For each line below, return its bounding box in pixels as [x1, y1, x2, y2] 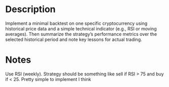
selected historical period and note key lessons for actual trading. [5, 36, 142, 42]
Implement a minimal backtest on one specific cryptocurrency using [5, 20, 148, 26]
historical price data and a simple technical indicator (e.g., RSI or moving [5, 25, 157, 31]
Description [5, 4, 56, 15]
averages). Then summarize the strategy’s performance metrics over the [5, 31, 157, 37]
